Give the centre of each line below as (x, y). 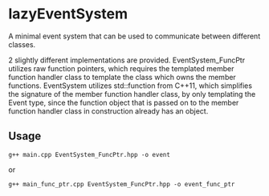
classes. (22, 44)
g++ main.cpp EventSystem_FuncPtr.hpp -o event (90, 154)
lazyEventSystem (68, 14)
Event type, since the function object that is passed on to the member (124, 102)
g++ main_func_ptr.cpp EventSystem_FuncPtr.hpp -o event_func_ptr (122, 184)
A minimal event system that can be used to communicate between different (134, 36)
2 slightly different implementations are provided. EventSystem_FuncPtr (127, 60)
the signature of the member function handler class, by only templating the (132, 94)
